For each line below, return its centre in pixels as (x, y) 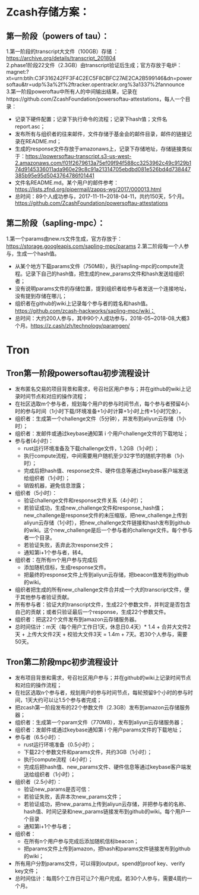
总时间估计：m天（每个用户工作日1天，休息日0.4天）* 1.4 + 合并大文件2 (103, 626)
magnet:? (18, 72)
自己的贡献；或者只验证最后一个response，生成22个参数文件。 (92, 612)
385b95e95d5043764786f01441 (55, 175)
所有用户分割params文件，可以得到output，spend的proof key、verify (100, 863)
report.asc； (30, 126)
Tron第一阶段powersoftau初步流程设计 (78, 373)
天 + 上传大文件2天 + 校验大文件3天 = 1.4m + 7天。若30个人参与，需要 (101, 634)
